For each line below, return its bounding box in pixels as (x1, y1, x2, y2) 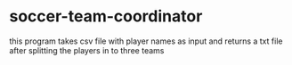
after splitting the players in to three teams (9, 45, 165, 55)
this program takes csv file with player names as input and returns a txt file (9, 36, 283, 46)
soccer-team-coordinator (9, 6, 203, 27)
